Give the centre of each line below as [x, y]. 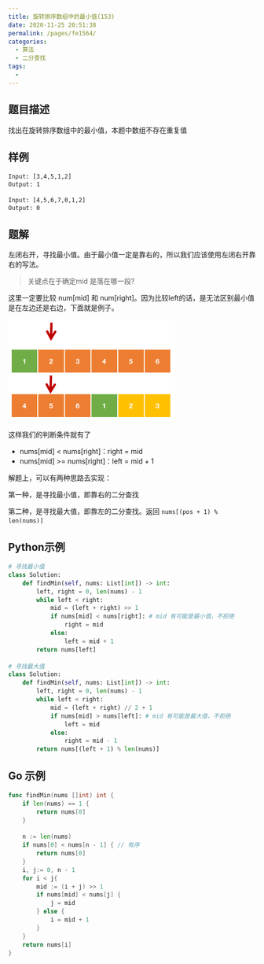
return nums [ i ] [47, 944]
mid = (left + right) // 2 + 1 [101, 707]
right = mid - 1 [91, 741]
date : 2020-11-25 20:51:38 [52, 25]
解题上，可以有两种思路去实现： [60, 478]
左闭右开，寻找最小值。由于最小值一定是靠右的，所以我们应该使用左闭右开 [128, 255]
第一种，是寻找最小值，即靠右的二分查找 [73, 495]
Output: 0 [24, 209]
